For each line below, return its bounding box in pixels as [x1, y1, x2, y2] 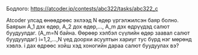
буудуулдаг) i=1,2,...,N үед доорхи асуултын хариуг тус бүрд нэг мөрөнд [6, 36, 192, 42]
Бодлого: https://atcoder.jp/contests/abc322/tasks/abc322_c [6, 5, 158, 12]
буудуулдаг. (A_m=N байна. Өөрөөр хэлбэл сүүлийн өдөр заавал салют [6, 29, 190, 36]
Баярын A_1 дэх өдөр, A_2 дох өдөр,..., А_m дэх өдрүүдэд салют [6, 23, 170, 30]
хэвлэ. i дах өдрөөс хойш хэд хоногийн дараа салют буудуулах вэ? [6, 42, 179, 49]
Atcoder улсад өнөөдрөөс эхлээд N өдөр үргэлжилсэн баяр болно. [6, 17, 179, 23]
